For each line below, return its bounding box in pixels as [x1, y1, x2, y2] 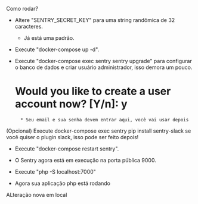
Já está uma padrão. [23, 34, 75, 41]
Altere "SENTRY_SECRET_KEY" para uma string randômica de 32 [14, 17, 175, 23]
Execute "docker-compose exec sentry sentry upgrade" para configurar [14, 58, 192, 64]
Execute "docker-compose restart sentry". [14, 145, 119, 152]
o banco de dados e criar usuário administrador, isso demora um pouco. [14, 64, 193, 71]
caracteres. [14, 23, 44, 30]
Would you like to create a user [14, 84, 171, 98]
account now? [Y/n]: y [14, 98, 128, 111]
